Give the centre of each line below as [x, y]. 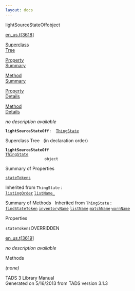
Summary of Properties [30, 168]
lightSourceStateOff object [33, 25]
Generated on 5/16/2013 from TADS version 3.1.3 [57, 283]
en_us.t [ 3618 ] [20, 34]
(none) [12, 268]
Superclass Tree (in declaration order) [47, 140]
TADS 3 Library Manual [30, 278]
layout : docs [19, 10]
